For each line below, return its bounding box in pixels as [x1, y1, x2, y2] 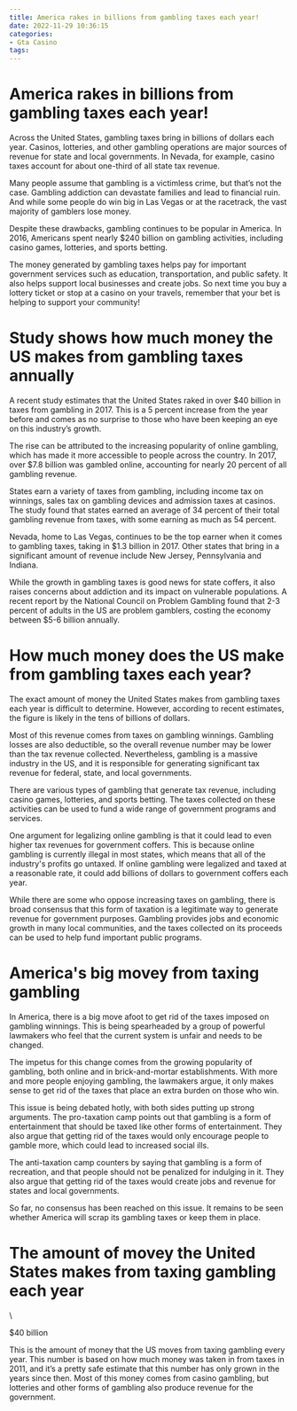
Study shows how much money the [9, 328, 273, 349]
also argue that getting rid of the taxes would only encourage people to [9, 1130, 269, 1141]
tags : [9, 46, 29, 55]
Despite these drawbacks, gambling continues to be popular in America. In [9, 223, 282, 234]
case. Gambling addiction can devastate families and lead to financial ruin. [9, 187, 281, 198]
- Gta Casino [9, 37, 58, 47]
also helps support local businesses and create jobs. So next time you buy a [9, 278, 287, 289]
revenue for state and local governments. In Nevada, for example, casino [9, 152, 275, 162]
